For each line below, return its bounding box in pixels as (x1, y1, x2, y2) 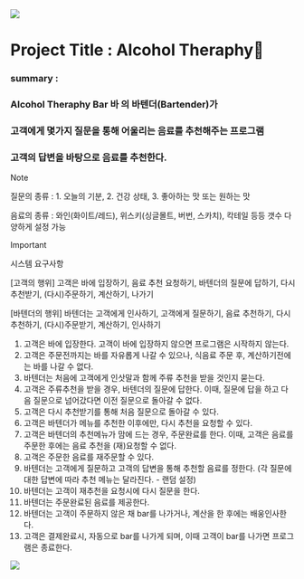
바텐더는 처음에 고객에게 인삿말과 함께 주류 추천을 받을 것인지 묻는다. (23, 373, 265, 384)
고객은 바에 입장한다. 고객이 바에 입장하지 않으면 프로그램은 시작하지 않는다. (23, 338, 290, 349)
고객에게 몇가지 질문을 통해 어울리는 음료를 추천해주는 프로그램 (10, 124, 265, 137)
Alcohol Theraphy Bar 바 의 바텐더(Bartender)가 (10, 99, 218, 111)
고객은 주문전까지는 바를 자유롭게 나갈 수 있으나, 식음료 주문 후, (23, 350, 246, 361)
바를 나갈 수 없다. (33, 361, 94, 372)
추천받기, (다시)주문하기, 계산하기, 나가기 (10, 289, 155, 299)
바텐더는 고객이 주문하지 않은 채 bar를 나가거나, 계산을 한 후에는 (23, 508, 248, 519)
